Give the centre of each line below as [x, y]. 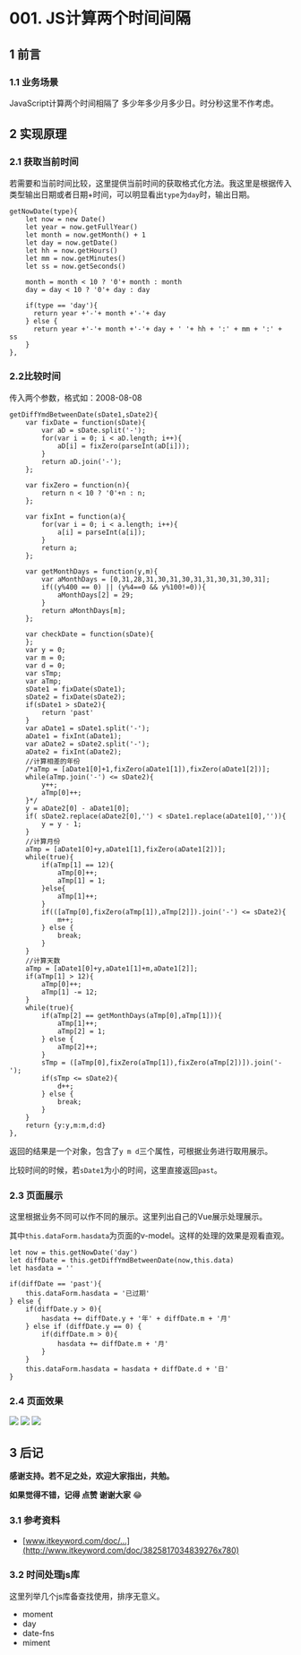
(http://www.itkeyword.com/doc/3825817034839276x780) [131, 1550]
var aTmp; [44, 681]
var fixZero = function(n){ [77, 485]
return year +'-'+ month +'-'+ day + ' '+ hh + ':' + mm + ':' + [157, 329]
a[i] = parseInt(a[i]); [101, 532]
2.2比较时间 [35, 376]
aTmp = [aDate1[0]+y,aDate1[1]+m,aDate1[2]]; [112, 969]
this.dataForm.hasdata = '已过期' [88, 1294]
